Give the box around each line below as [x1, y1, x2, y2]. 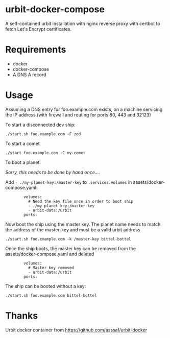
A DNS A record [12, 71, 46, 78]
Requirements [5, 44, 66, 56]
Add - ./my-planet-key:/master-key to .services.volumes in [5, 179, 132, 185]
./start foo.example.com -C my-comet [5, 150, 86, 155]
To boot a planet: [5, 159, 41, 165]
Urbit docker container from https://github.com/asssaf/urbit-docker [5, 327, 148, 333]
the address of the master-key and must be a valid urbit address [5, 226, 140, 233]
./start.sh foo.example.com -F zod [5, 131, 81, 136]
